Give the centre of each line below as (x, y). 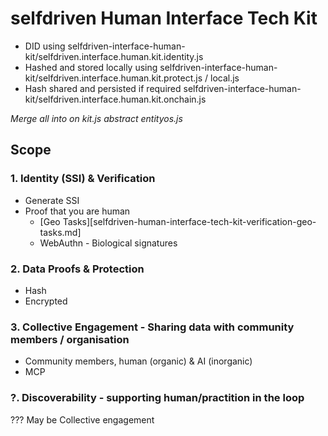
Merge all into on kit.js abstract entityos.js (96, 118)
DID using (45, 46)
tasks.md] (60, 232)
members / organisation (70, 339)
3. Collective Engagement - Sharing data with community (152, 327)
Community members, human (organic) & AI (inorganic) (138, 361)
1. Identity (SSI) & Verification (83, 179)
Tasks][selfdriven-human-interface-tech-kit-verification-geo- (189, 221)
